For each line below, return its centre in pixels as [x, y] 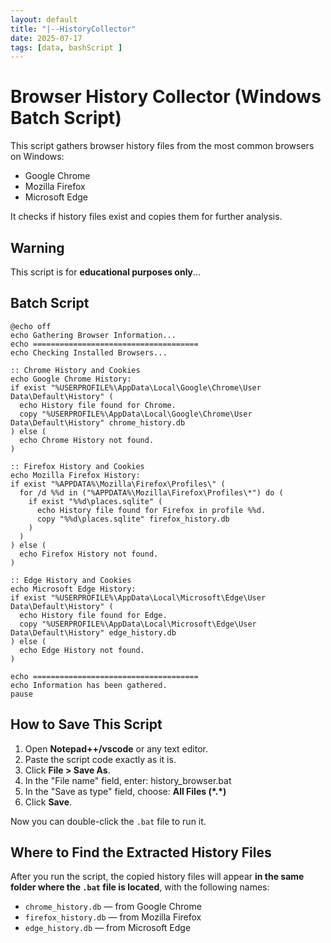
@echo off [31, 326]
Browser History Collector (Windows [166, 97]
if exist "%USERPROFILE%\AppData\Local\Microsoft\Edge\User [138, 597]
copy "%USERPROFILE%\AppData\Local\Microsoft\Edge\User [138, 624]
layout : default [44, 19]
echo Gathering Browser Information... [93, 335]
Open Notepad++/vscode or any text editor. [116, 748]
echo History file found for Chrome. [98, 405]
